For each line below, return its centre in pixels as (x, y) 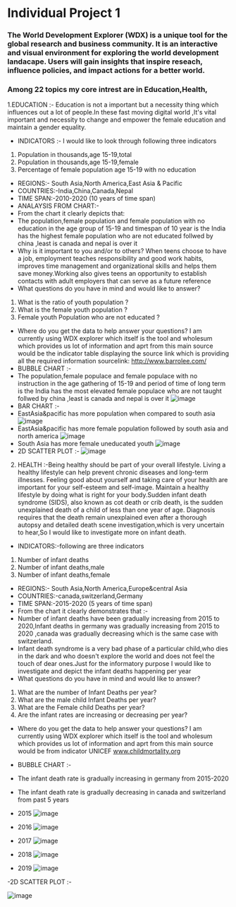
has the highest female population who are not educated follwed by (115, 236)
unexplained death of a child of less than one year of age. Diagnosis (116, 510)
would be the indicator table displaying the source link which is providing (123, 353)
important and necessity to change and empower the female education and (117, 120)
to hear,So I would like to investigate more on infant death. (102, 532)
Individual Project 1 (64, 13)
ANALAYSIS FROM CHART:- (58, 206)
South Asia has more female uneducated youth (86, 444)
